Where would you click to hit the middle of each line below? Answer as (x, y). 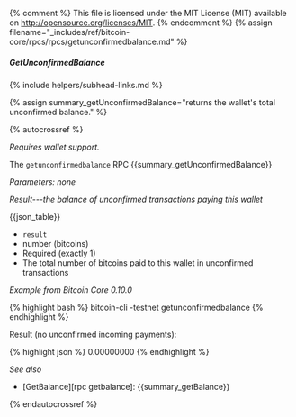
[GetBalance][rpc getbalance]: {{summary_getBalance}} (126, 386)
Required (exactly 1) (59, 253)
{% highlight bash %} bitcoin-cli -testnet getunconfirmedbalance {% (136, 307)
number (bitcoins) (55, 243)
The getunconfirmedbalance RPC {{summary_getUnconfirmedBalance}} (141, 164)
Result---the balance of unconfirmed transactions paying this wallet (136, 199)
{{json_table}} (35, 216)
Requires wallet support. (55, 147)
